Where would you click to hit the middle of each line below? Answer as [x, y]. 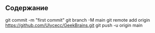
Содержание [27, 8]
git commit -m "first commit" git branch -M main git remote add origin [78, 20]
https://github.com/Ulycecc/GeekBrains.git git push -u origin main [74, 25]
